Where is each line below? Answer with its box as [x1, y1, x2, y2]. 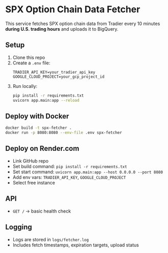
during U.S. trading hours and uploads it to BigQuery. [5, 26, 118, 32]
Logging [5, 223, 32, 232]
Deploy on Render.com [5, 144, 80, 153]
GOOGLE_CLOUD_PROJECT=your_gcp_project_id [12, 74, 105, 79]
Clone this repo [12, 54, 45, 60]
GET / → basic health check [12, 208, 71, 214]
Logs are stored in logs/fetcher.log [12, 236, 89, 242]
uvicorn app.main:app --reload [12, 98, 80, 103]
